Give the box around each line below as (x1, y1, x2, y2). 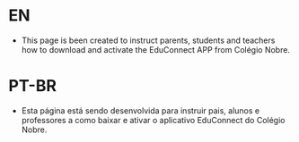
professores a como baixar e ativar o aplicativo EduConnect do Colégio (21, 114, 286, 125)
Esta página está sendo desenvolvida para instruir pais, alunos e (21, 104, 260, 116)
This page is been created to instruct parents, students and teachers (21, 35, 276, 46)
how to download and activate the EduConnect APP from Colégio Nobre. (21, 44, 291, 54)
